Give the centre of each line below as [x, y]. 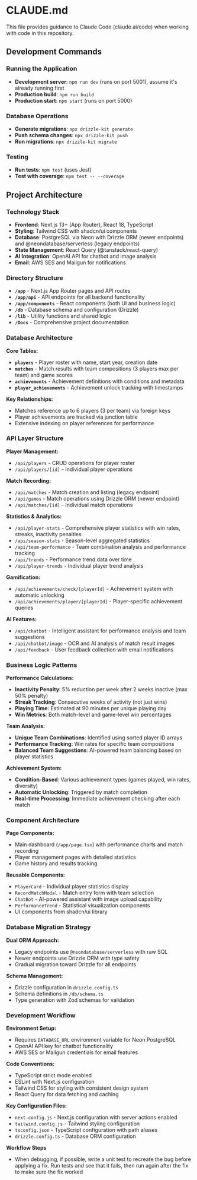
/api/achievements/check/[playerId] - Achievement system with [94, 589]
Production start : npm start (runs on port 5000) [73, 100]
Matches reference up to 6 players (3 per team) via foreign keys [93, 410]
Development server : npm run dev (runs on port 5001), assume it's [96, 81]
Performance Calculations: [40, 678]
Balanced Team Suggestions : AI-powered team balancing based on [98, 750]
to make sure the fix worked [49, 1172]
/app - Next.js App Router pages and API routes [72, 291]
